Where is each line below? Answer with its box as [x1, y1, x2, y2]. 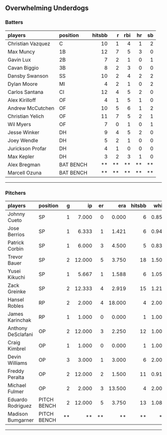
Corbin [7, 245, 24, 252]
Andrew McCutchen [7, 104, 55, 111]
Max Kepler [7, 153, 34, 160]
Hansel [7, 296, 24, 303]
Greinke [7, 288, 26, 295]
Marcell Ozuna [7, 169, 42, 176]
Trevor [7, 253, 23, 260]
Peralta [7, 373, 24, 380]
